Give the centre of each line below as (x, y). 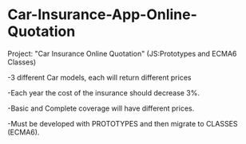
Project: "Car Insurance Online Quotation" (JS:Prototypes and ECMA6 (122, 53)
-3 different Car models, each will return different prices (99, 77)
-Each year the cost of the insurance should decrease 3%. (104, 92)
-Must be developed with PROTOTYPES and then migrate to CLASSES (123, 123)
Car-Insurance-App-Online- (102, 15)
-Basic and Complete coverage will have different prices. (101, 108)
